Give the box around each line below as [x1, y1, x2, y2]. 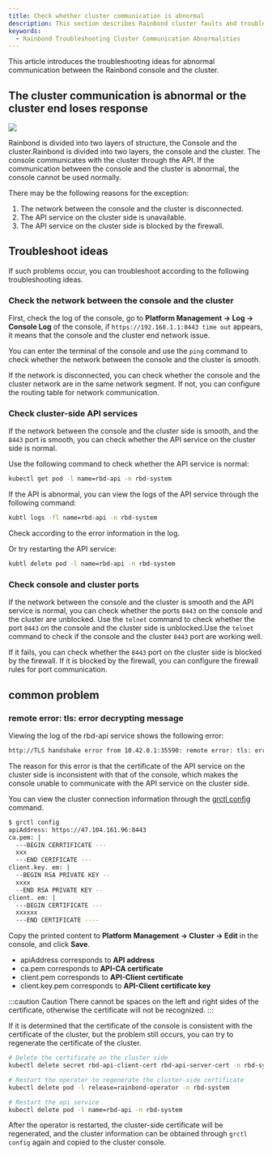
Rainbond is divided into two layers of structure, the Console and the [8, 139, 237, 148]
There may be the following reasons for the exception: [8, 188, 189, 198]
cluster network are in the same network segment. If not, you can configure [8, 379, 261, 389]
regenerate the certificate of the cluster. [8, 1038, 142, 1048]
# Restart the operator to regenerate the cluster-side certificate [8, 1076, 244, 1084]
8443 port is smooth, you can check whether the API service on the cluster [8, 435, 257, 445]
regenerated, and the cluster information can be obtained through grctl [8, 1129, 249, 1139]
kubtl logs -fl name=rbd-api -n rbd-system [8, 514, 158, 522]
